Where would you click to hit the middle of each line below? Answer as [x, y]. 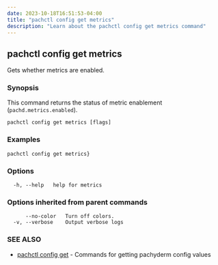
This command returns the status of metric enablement [85, 102]
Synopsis [23, 88]
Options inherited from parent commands [78, 202]
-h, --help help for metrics [58, 185]
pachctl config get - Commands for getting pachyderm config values [114, 254]
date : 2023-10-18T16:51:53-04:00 [55, 13]
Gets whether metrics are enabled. [56, 70]
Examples [24, 139]
